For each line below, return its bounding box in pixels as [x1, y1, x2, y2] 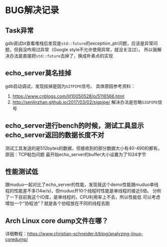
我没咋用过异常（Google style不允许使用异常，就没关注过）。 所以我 [18, 47, 157, 53]
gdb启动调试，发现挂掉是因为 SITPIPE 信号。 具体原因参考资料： [5, 83, 135, 89]
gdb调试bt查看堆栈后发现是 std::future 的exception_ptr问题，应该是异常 [5, 41, 153, 46]
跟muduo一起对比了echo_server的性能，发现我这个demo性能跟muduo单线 [5, 181, 159, 188]
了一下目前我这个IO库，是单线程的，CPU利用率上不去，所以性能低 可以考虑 [5, 194, 160, 200]
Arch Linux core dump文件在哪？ [5, 216, 108, 225]
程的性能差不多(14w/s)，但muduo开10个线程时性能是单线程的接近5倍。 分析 [5, 188, 161, 194]
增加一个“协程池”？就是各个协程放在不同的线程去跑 [5, 200, 110, 206]
